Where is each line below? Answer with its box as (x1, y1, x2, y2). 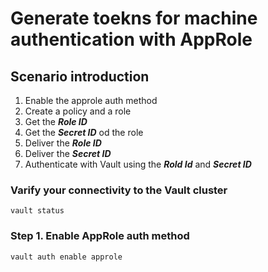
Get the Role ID (24, 116, 88, 127)
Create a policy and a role (24, 105, 132, 117)
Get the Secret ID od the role (24, 127, 144, 138)
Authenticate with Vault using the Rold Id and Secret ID (24, 158, 252, 170)
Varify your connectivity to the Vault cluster (10, 183, 228, 197)
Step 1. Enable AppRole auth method (10, 229, 190, 243)
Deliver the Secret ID (24, 148, 112, 159)
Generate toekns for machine (10, 7, 258, 30)
